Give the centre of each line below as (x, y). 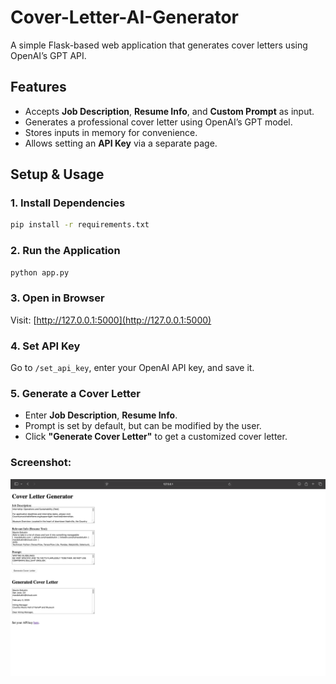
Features (38, 87)
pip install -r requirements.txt (80, 225)
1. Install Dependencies (68, 203)
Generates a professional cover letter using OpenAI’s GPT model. (158, 122)
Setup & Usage (57, 174)
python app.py (40, 272)
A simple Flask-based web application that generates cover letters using (159, 45)
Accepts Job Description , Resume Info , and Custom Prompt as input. (169, 111)
